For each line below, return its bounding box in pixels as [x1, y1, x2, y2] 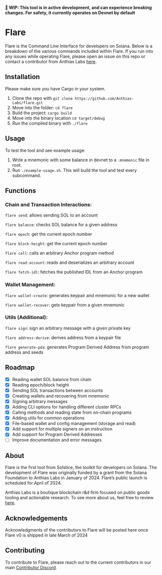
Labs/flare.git [12, 100, 43, 105]
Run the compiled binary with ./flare [12, 120, 88, 126]
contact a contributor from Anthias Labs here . [5, 59, 97, 64]
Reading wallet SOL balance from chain [12, 376, 92, 382]
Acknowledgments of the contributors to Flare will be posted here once [5, 527, 148, 533]
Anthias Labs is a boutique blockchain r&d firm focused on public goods [5, 490, 150, 495]
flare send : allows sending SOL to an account [5, 213, 98, 218]
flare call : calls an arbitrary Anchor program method [5, 250, 114, 256]
